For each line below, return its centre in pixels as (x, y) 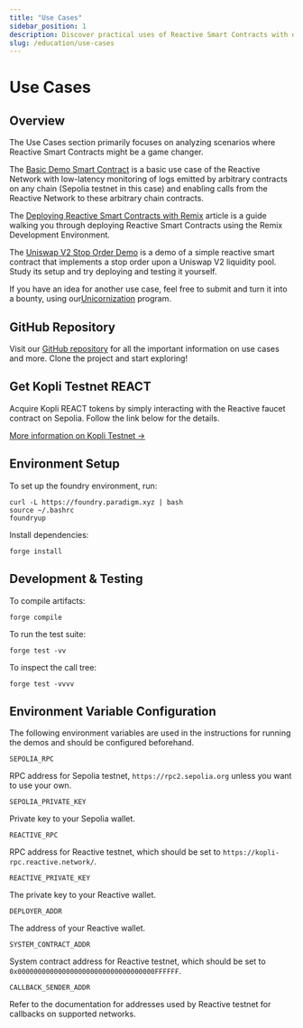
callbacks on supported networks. (73, 1014)
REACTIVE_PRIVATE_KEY (50, 878)
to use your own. (41, 785)
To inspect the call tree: (53, 667)
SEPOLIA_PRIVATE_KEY (48, 802)
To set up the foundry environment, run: (83, 486)
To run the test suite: (48, 634)
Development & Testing (76, 579)
